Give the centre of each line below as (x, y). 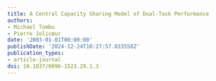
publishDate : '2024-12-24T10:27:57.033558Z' (74, 46)
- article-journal (34, 60)
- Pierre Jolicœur (34, 33)
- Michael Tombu (31, 27)
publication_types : (36, 54)
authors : (20, 20)
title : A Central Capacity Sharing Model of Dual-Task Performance (108, 14)
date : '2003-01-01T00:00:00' (50, 40)
